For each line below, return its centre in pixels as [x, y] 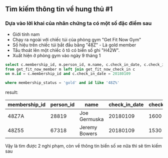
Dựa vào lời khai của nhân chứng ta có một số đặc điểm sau [78, 23]
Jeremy [88, 128]
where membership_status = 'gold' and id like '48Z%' [62, 83]
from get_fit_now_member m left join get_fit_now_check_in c [70, 69]
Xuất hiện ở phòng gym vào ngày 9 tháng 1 [56, 55]
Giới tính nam [26, 34]
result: [12, 92]
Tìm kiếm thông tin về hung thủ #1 [59, 9]
